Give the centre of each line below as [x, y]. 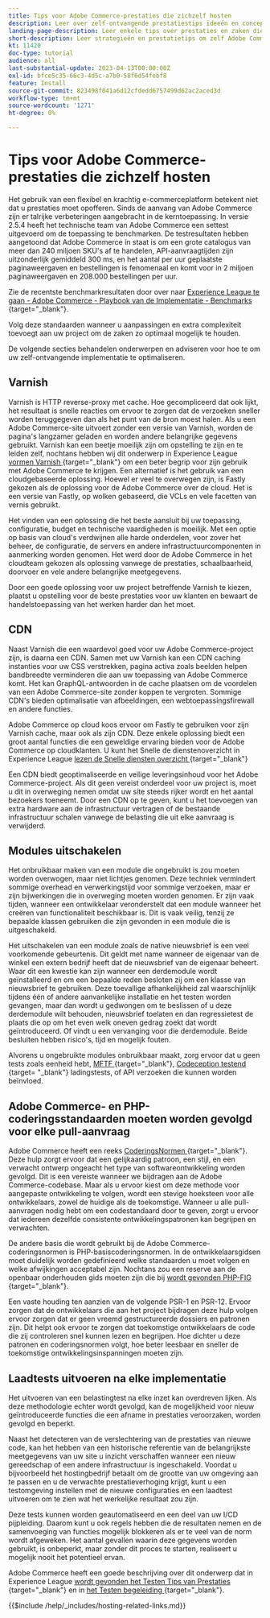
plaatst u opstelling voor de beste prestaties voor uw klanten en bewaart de [133, 596]
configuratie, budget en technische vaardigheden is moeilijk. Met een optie [132, 529]
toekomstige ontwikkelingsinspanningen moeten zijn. [96, 1353]
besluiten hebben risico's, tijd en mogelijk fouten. [90, 1040]
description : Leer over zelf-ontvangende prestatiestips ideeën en [124, 23]
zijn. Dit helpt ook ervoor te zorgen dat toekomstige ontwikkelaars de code [132, 1327]
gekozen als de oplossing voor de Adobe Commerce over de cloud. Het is [131, 487]
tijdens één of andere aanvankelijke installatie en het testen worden [120, 997]
